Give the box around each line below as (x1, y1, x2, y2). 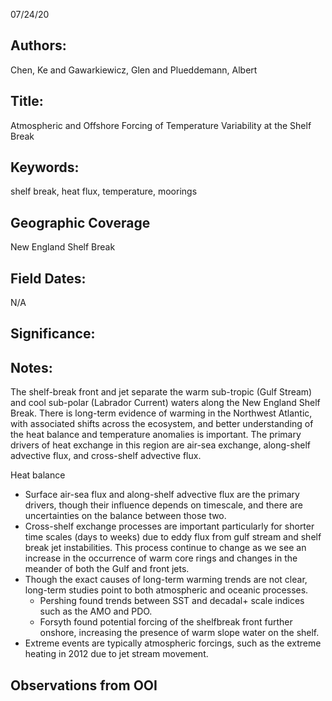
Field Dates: (10, 270, 87, 287)
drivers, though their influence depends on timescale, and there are (24, 499, 303, 511)
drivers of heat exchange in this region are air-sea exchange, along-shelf (10, 439, 311, 451)
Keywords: (10, 159, 80, 176)
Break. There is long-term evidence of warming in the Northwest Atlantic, (10, 407, 313, 419)
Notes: (10, 359, 53, 376)
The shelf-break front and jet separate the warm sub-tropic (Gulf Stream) (10, 386, 313, 398)
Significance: (10, 325, 96, 343)
